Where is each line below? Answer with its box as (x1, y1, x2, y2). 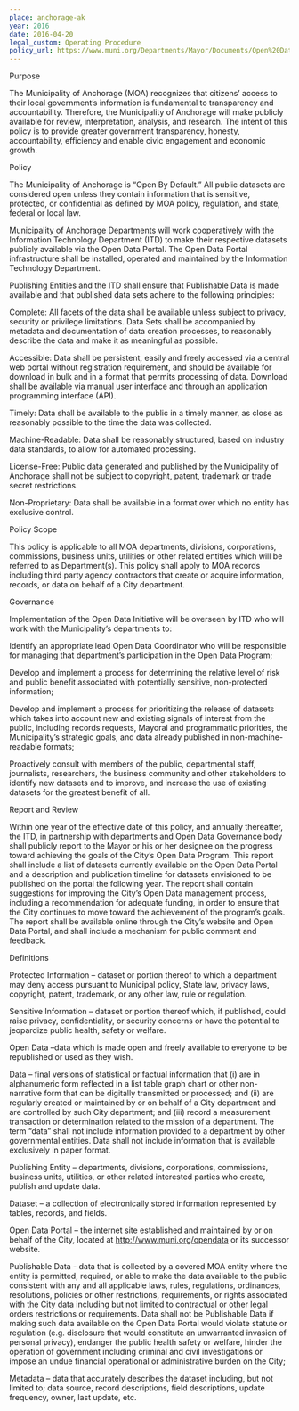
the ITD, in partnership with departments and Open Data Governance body (9, 831, 283, 842)
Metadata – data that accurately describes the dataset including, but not (9, 1374, 274, 1384)
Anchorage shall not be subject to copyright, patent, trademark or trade (9, 471, 271, 481)
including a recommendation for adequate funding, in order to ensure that (9, 898, 279, 908)
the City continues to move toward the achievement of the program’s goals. (9, 906, 286, 918)
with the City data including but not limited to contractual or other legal (9, 1299, 269, 1310)
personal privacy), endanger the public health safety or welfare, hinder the (9, 1337, 283, 1348)
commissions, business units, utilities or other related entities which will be (9, 551, 283, 562)
